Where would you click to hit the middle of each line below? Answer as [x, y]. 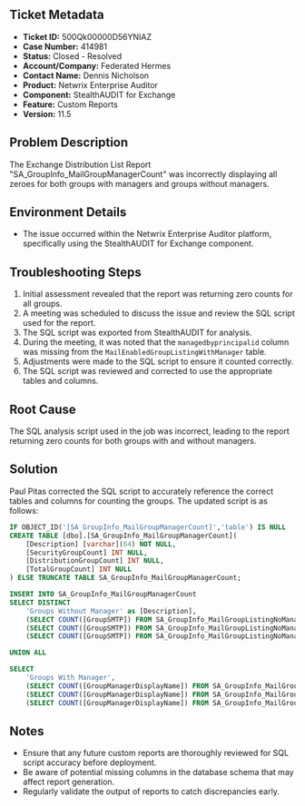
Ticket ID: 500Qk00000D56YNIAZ [87, 36]
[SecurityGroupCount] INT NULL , [87, 553]
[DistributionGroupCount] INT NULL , [95, 561]
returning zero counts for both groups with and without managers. [133, 441]
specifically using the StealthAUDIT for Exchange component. [138, 243]
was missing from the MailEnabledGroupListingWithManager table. [144, 352]
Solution [34, 470]
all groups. [42, 304]
